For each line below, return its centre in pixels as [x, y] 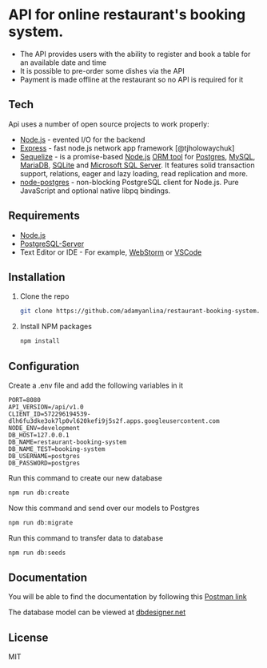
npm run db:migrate [41, 522]
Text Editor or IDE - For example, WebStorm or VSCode [111, 252]
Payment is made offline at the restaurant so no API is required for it [132, 79]
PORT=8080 [25, 400]
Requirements [44, 216]
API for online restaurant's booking [127, 15]
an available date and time [63, 62]
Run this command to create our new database [85, 477]
